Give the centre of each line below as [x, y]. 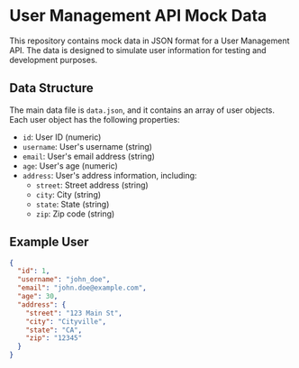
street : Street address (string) [92, 185]
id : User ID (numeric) [62, 137]
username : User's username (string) [87, 146]
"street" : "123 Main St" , [74, 313]
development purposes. [54, 60]
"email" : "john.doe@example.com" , [82, 288]
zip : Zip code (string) [75, 214]
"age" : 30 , [38, 297]
